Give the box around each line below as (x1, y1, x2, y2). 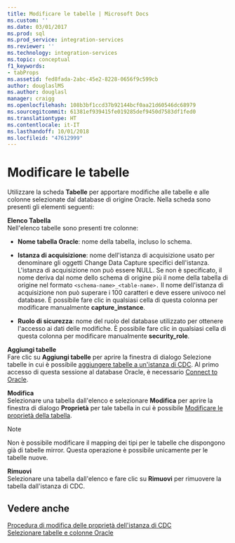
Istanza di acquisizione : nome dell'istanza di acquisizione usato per (17, 251, 215, 260)
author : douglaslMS (7, 82, 65, 89)
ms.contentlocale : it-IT (7, 121, 80, 129)
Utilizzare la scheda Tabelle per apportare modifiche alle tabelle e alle (7, 188, 210, 197)
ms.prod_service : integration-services (7, 37, 124, 44)
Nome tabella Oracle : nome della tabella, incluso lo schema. (17, 237, 192, 246)
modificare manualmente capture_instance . (17, 303, 146, 312)
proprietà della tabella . (7, 412, 72, 420)
